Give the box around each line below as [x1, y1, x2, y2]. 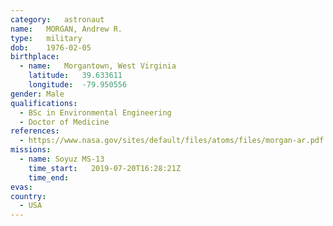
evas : [10, 182, 33, 192]
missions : [10, 145, 52, 155]
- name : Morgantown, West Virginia [19, 61, 177, 71]
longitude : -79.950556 [28, 80, 128, 90]
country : [10, 191, 47, 201]
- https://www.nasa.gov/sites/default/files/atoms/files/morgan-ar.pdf [19, 136, 325, 146]
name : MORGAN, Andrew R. [10, 24, 123, 34]
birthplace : [10, 52, 60, 62]
